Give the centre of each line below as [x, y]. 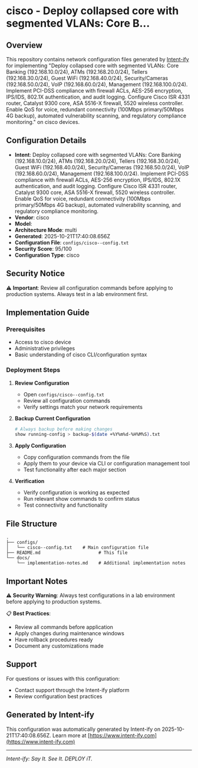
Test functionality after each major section [75, 470]
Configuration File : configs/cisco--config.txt [72, 242]
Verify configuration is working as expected [76, 493]
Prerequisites [26, 329]
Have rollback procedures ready [54, 639]
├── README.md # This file [67, 553]
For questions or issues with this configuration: [63, 678]
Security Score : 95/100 [43, 248]
